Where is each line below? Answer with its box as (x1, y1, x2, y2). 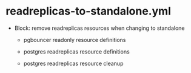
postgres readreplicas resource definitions (23, 47, 130, 55)
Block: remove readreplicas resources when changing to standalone (14, 24, 185, 32)
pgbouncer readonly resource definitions (23, 36, 126, 43)
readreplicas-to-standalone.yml (5, 4, 171, 18)
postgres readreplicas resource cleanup (23, 60, 124, 67)
